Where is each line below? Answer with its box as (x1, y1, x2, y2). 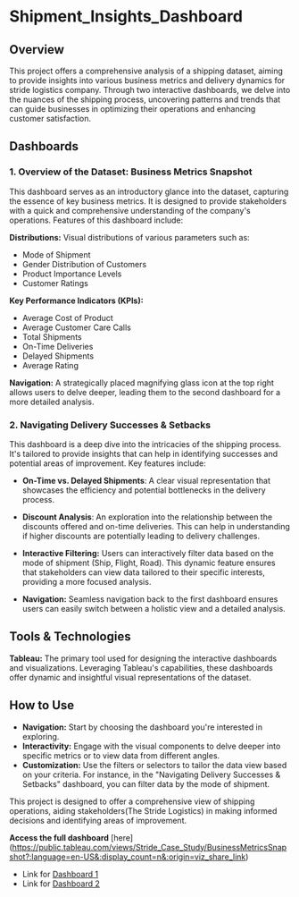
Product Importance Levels (21, 268, 122, 279)
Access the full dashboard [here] (9, 832, 134, 842)
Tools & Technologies (9, 629, 131, 645)
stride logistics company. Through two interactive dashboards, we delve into (9, 85, 291, 95)
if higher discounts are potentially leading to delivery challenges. (21, 530, 261, 541)
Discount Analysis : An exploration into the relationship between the (21, 512, 273, 522)
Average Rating (21, 360, 79, 370)
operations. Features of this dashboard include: (9, 215, 184, 225)
